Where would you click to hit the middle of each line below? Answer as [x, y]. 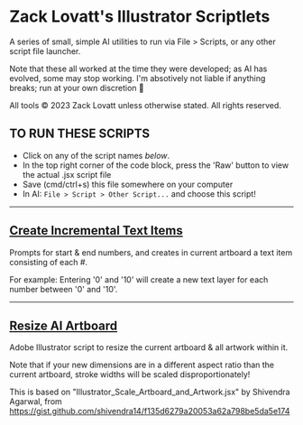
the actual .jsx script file [67, 174]
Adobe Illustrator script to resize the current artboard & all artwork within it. [149, 347]
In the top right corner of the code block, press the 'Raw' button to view [156, 165]
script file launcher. [45, 51]
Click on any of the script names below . [96, 155]
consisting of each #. [49, 262]
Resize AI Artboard [64, 325]
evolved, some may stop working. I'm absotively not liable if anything [138, 78]
